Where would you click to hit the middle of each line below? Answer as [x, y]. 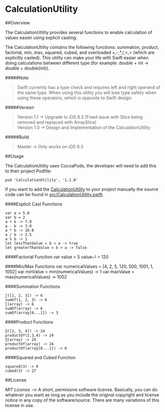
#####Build [17, 137]
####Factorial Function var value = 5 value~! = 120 [57, 257]
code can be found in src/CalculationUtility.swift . [54, 194]
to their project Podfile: [28, 171]
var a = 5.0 [17, 213]
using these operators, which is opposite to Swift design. [75, 98]
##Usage [15, 156]
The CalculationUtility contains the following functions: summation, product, [82, 47]
